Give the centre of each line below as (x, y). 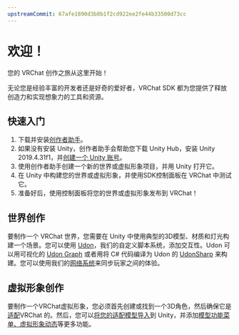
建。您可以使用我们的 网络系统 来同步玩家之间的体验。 (86, 263)
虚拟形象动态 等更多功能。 (57, 324)
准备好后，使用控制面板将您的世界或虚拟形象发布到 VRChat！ (108, 193)
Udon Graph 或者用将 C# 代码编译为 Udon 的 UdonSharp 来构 (137, 254)
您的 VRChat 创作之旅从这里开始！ (58, 73)
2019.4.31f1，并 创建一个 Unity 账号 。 (72, 158)
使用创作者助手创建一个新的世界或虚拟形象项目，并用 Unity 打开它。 (118, 166)
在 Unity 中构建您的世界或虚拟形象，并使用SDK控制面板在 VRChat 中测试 (124, 175)
